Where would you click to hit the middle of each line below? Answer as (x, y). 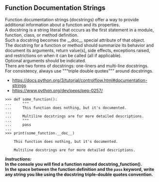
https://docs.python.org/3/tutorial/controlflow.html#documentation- (80, 80)
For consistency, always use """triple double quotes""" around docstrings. (79, 71)
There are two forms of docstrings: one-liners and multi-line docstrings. (77, 66)
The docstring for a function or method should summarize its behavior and (79, 45)
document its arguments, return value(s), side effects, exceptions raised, (78, 50)
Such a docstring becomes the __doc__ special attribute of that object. (75, 40)
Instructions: (18, 159)
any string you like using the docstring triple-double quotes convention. (79, 174)
